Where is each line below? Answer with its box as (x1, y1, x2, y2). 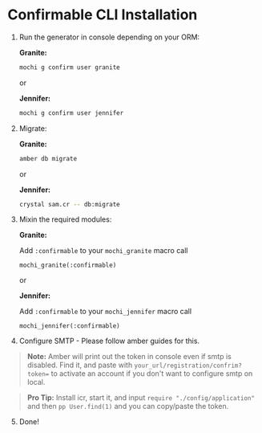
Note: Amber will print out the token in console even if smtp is (26, 352, 232, 362)
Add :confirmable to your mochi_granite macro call (18, 246, 188, 255)
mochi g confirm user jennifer (18, 108, 124, 117)
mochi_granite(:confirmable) (18, 261, 117, 270)
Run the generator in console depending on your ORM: (18, 32, 200, 42)
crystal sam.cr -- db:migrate (18, 200, 121, 208)
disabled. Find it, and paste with (26, 360, 133, 370)
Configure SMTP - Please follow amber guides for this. (18, 336, 200, 346)
